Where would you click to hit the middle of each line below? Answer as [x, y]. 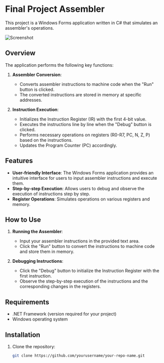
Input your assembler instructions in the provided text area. [80, 241]
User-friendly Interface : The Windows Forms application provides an [83, 173]
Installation [23, 335]
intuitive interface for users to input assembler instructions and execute [85, 178]
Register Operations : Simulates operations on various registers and [81, 199]
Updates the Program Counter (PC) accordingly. [68, 145]
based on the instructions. [46, 140]
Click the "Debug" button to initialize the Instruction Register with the [89, 271]
